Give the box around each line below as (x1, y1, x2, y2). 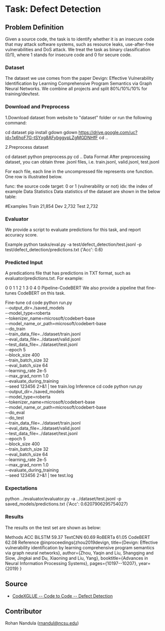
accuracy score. (5, 232, 38, 237)
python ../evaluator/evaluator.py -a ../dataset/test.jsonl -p (5, 496, 122, 502)
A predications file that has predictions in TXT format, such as (5, 270, 131, 276)
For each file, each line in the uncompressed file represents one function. (5, 168, 154, 174)
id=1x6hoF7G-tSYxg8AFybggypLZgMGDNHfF (5, 134, 99, 140)
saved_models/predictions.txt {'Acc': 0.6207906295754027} (5, 501, 128, 507)
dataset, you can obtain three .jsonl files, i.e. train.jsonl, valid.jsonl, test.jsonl (5, 159, 160, 165)
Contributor (5, 607, 42, 615)
